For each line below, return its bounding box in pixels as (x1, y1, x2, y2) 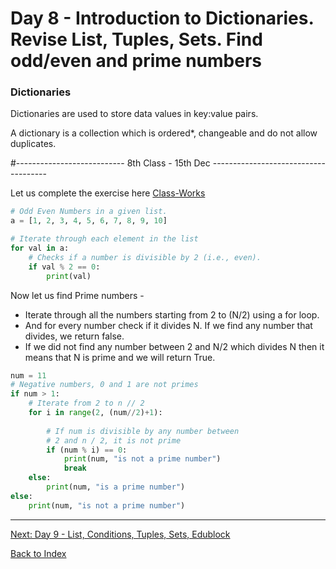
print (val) (46, 271, 92, 281)
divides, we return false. (24, 330, 125, 342)
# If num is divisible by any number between (46, 426, 240, 436)
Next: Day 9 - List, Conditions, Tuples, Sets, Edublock (10, 528, 231, 540)
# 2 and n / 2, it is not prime (46, 435, 182, 446)
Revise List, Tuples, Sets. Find (10, 28, 263, 51)
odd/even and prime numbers (10, 50, 262, 72)
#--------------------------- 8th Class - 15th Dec (10, 157, 211, 169)
